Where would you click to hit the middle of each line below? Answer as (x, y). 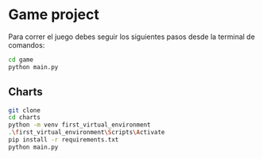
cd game (21, 60)
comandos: (27, 45)
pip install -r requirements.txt (64, 140)
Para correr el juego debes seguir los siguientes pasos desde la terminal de (132, 37)
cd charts (25, 118)
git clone (25, 110)
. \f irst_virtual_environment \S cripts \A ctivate (87, 133)
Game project (54, 15)
